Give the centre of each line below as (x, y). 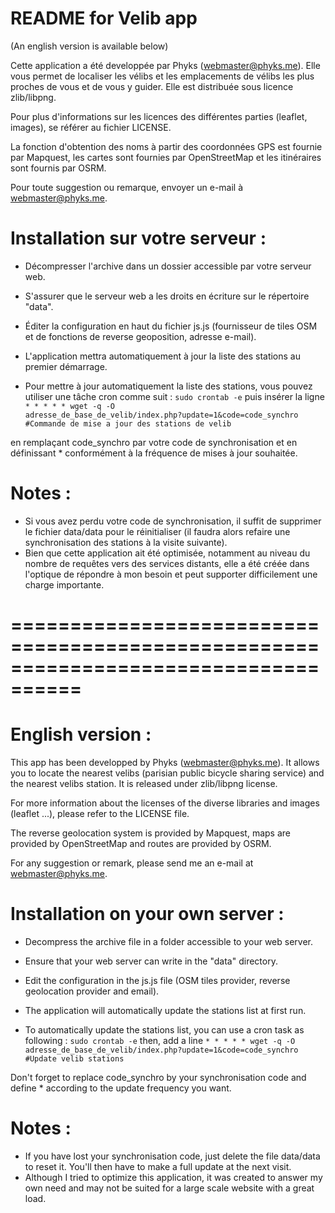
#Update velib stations (74, 1058)
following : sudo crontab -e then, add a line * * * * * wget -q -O (160, 1040)
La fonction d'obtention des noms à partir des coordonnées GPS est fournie (166, 146)
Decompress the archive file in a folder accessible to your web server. (168, 941)
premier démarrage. (66, 366)
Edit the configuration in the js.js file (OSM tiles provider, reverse (157, 980)
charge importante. (64, 584)
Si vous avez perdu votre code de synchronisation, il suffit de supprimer (173, 521)
